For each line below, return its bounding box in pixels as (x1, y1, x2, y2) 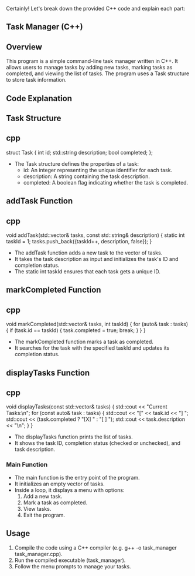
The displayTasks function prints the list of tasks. (14, 433, 133, 440)
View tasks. (23, 505, 52, 512)
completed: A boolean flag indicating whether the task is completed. (23, 179, 189, 186)
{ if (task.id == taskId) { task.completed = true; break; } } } (6, 327, 146, 334)
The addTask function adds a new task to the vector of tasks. (14, 249, 163, 256)
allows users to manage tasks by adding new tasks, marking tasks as (6, 64, 173, 71)
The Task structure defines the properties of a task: (14, 160, 139, 167)
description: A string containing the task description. (23, 173, 150, 180)
